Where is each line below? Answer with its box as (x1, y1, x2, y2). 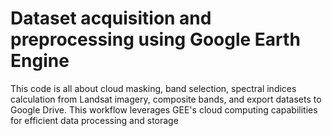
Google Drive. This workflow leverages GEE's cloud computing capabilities (10, 103, 318, 116)
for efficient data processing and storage (10, 114, 179, 126)
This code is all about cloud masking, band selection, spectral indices (10, 82, 297, 94)
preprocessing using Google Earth (10, 28, 301, 51)
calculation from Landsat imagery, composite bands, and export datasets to (10, 93, 322, 105)
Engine (10, 50, 70, 72)
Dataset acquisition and (10, 7, 212, 30)
